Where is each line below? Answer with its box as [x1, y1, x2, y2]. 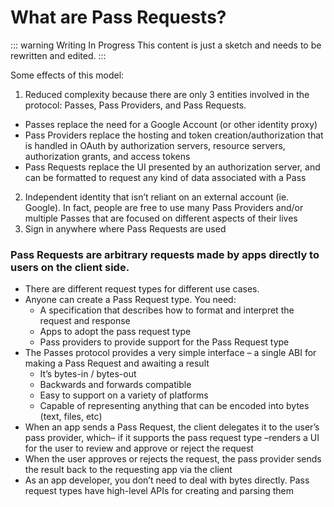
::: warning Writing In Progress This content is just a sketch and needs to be [10, 39, 322, 51]
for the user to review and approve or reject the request [24, 442, 254, 455]
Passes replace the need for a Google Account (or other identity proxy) [24, 118, 318, 130]
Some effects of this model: [10, 69, 125, 81]
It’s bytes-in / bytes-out [39, 368, 137, 380]
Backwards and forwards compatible [39, 379, 192, 391]
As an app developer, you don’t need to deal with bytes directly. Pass [24, 474, 310, 486]
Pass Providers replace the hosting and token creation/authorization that [24, 129, 324, 141]
